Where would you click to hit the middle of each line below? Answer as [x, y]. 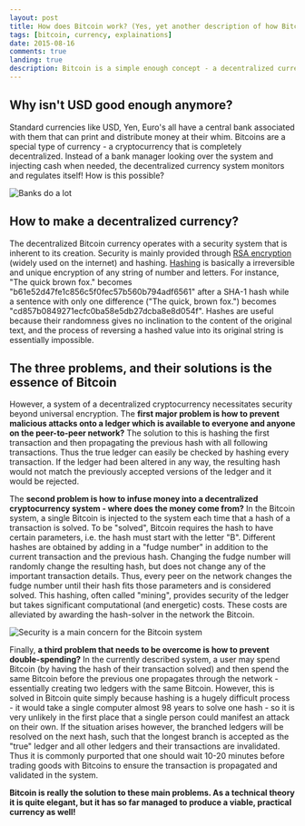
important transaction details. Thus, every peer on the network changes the [151, 576]
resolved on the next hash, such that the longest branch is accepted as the [149, 737]
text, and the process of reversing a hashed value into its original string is [147, 330]
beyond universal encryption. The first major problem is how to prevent [144, 414]
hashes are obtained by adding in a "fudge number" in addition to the [139, 547]
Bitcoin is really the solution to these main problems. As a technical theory [152, 793]
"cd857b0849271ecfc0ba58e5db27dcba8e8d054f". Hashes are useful [142, 310]
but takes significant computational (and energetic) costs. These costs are [148, 605]
